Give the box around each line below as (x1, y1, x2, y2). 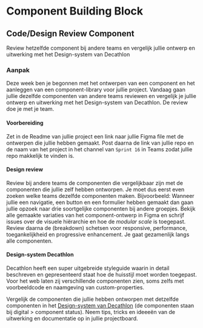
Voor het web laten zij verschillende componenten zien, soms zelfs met (6, 277, 184, 284)
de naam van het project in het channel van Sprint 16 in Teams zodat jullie (6, 145, 193, 153)
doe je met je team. (6, 105, 55, 113)
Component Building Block (6, 4, 144, 18)
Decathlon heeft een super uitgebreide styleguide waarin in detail (6, 264, 170, 272)
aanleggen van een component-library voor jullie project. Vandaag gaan (6, 86, 186, 93)
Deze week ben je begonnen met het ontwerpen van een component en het (6, 80, 195, 87)
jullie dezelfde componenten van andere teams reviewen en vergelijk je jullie (6, 93, 197, 100)
